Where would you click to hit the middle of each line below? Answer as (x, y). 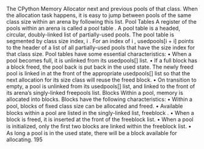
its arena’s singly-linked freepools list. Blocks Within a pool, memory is (95, 93)
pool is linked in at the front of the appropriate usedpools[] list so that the (98, 73)
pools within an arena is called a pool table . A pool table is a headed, (93, 28)
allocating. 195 (24, 140)
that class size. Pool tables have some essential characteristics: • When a (99, 54)
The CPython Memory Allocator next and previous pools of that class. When (102, 9)
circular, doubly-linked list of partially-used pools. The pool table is (90, 35)
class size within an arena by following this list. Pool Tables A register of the (101, 22)
